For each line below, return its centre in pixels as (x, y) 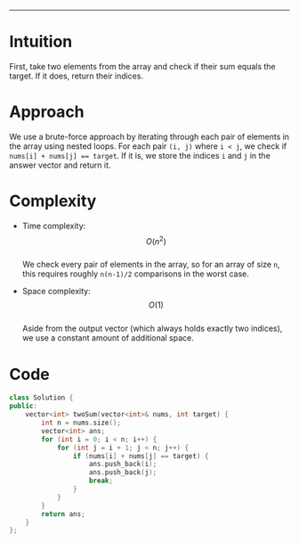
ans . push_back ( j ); (123, 473)
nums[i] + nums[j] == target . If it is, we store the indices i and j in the (140, 155)
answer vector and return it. (60, 165)
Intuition (41, 42)
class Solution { (41, 398)
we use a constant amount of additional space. (108, 338)
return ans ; (64, 514)
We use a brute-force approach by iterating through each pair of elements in (149, 136)
